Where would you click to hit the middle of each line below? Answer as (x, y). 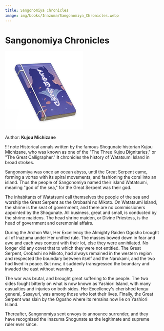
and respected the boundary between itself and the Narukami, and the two (80, 259)
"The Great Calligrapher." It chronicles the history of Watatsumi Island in (77, 157)
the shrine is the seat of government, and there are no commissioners (75, 208)
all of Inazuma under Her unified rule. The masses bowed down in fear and (80, 238)
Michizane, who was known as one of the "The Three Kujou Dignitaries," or (81, 152)
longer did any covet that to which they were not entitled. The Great (73, 248)
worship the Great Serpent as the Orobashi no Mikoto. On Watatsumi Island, (81, 202)
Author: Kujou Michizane (31, 138)
